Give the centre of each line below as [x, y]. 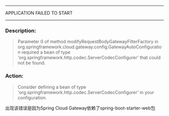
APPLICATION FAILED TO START [39, 13]
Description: [21, 31]
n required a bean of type [44, 52]
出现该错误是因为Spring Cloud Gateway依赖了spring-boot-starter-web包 [80, 108]
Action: [14, 76]
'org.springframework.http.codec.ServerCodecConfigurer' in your [86, 92]
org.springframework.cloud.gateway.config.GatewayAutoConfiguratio [90, 47]
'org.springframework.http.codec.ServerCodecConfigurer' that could [89, 58]
